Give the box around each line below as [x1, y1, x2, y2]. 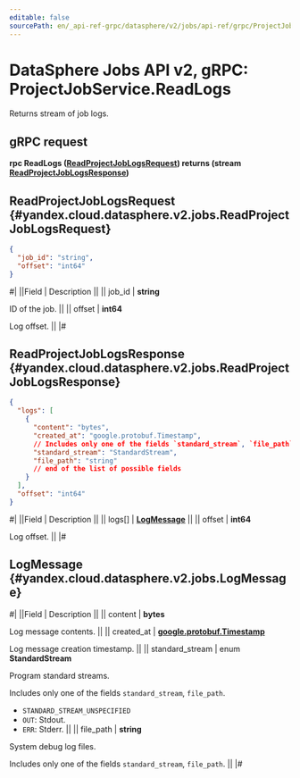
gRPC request [9, 134, 87, 149]
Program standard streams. [9, 670, 110, 681]
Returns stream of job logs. [9, 108, 109, 119]
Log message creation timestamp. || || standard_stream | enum [9, 643, 241, 654]
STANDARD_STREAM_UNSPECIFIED [21, 707, 131, 715]
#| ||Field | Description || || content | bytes [9, 608, 165, 619]
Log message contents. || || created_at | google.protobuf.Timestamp [9, 626, 265, 637]
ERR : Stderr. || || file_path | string [21, 724, 142, 734]
